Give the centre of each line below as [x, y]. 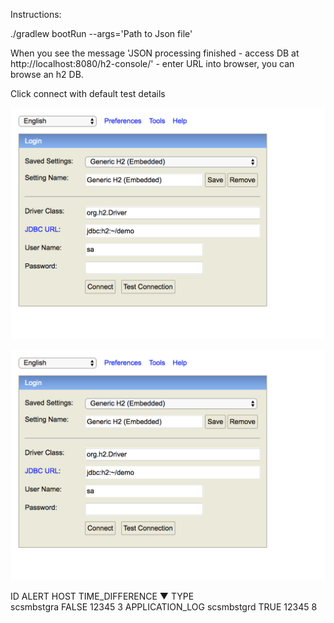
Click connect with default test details [88, 93]
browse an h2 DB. [47, 74]
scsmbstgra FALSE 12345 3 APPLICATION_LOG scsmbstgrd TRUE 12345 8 [164, 607]
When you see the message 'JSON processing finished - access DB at [155, 53]
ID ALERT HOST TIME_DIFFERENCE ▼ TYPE [102, 596]
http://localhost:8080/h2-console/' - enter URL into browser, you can [152, 63]
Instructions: [36, 14]
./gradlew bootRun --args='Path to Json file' [101, 33]
